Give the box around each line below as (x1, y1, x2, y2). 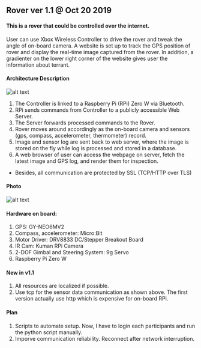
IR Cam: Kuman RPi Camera (14, 242, 84, 249)
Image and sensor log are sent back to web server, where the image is (14, 138, 189, 145)
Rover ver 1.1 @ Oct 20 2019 (6, 5, 112, 16)
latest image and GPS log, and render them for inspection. (14, 157, 159, 165)
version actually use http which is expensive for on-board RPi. (14, 295, 169, 302)
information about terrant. (6, 61, 70, 69)
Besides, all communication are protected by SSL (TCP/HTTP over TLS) (14, 169, 192, 176)
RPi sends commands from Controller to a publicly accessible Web (14, 106, 180, 114)
